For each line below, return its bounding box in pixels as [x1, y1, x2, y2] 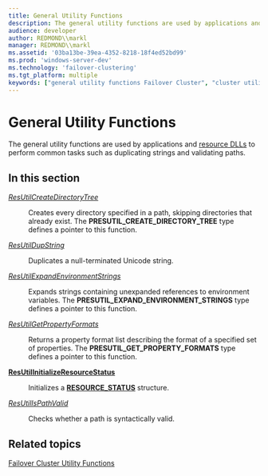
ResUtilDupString [8, 241, 65, 250]
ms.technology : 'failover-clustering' [8, 64, 137, 72]
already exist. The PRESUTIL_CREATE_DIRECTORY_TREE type [28, 217, 235, 226]
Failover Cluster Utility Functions [8, 458, 115, 468]
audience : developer [8, 26, 77, 34]
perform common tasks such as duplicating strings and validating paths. [8, 148, 246, 158]
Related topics [8, 437, 81, 450]
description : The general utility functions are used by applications [8, 19, 248, 27]
